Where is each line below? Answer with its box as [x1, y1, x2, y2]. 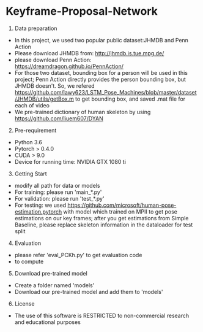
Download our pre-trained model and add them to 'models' [14, 288, 163, 295]
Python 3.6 [14, 138, 42, 145]
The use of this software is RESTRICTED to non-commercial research [14, 312, 190, 319]
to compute [14, 258, 44, 265]
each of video [14, 101, 50, 109]
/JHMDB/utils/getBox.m [14, 95, 74, 102]
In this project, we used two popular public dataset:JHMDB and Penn [14, 36, 189, 44]
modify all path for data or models [14, 182, 100, 189]
